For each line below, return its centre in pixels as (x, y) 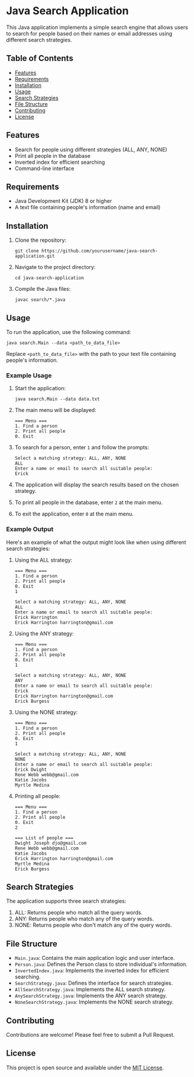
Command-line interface (44, 168)
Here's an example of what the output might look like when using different (96, 542)
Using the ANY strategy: (44, 633)
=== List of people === (44, 838)
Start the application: (40, 388)
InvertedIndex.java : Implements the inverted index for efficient (92, 971)
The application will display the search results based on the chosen (97, 485)
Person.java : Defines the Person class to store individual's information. (101, 964)
